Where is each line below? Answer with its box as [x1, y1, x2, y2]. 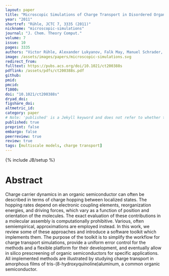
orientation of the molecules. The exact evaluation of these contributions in [5, 213, 161, 219]
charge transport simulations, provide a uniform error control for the [5, 239, 146, 245]
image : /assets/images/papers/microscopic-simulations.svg [5, 54, 132, 59]
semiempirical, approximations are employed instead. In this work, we [5, 223, 150, 229]
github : [5, 73, 22, 78]
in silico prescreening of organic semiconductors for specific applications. [5, 250, 159, 256]
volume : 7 [5, 36, 26, 41]
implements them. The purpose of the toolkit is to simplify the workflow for [5, 234, 160, 240]
